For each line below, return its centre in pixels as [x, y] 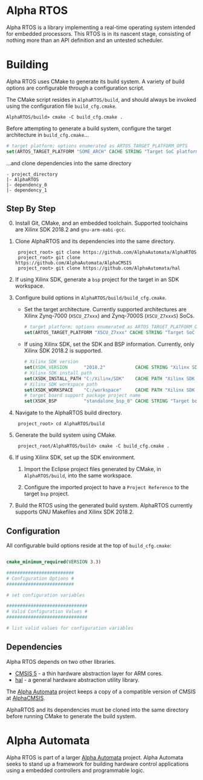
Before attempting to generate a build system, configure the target [89, 128]
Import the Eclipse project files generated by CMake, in [92, 469]
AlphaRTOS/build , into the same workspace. [78, 475]
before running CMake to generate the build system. [71, 716]
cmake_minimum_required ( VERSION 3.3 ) [54, 562]
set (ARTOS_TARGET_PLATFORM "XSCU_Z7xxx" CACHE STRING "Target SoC [109, 333]
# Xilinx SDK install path [58, 373]
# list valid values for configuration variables [70, 628]
